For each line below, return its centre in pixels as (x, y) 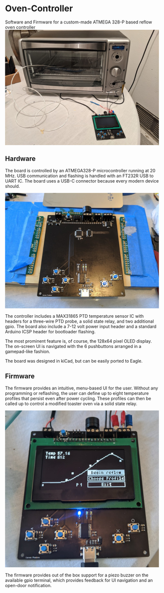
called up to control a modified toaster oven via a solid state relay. (71, 404)
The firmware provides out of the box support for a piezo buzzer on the (77, 575)
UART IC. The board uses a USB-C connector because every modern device (82, 181)
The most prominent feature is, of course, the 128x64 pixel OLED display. (79, 341)
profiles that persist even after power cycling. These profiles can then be (78, 398)
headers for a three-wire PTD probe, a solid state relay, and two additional (80, 321)
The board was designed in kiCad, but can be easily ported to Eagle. (74, 361)
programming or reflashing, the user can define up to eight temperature (77, 393)
